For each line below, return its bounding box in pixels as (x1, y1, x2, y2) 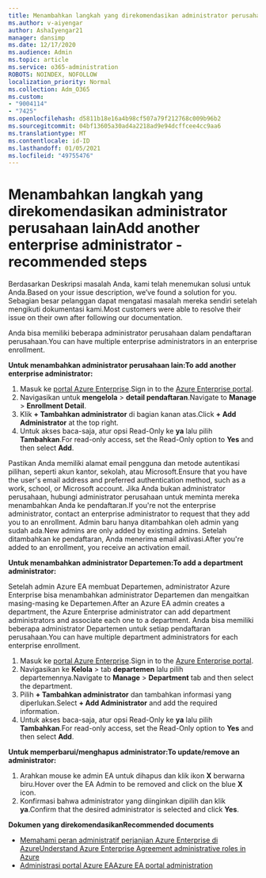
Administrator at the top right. (19, 418, 119, 428)
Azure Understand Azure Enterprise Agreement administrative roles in (19, 844, 246, 853)
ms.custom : (8, 93, 44, 101)
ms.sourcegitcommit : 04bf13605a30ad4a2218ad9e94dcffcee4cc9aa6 (8, 122, 222, 130)
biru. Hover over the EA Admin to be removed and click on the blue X (19, 780, 243, 789)
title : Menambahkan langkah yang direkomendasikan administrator (8, 11, 228, 20)
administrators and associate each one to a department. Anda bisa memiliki (8, 616, 254, 625)
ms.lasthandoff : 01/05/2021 (8, 144, 101, 152)
